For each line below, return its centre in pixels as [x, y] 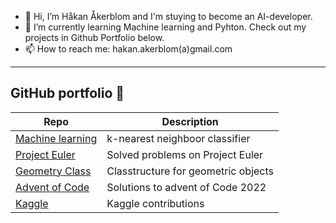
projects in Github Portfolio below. [94, 37]
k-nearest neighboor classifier [178, 138]
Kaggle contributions [155, 203]
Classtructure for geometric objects [190, 171]
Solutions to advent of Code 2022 [186, 187]
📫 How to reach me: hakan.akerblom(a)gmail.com [128, 49]
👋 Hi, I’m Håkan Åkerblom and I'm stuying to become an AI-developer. [168, 16]
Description [190, 121]
